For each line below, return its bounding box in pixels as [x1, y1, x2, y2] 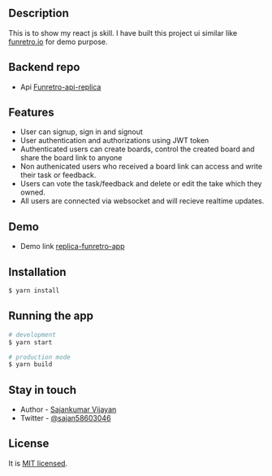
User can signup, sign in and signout [19, 127, 144, 137]
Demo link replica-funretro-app [19, 242, 125, 251]
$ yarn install [8, 286, 60, 295]
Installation [8, 264, 67, 279]
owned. [19, 187, 46, 198]
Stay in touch [8, 382, 77, 397]
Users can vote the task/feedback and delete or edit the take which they [19, 179, 262, 189]
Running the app [8, 309, 93, 323]
